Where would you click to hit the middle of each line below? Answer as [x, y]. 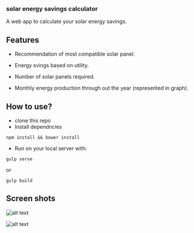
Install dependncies [38, 126]
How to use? [29, 106]
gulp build [19, 180]
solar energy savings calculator [52, 9]
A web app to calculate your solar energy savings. [67, 22]
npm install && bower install [43, 137]
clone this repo [33, 120]
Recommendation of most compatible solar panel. [75, 54]
